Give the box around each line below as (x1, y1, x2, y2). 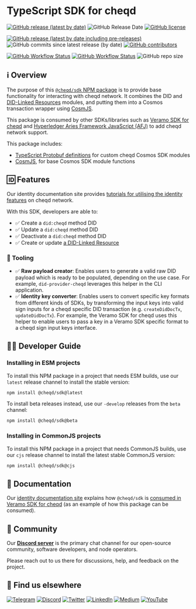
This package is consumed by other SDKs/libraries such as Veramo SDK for (6, 116, 190, 123)
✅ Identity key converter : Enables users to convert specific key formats (15, 292, 190, 300)
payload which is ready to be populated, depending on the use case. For (15, 274, 190, 281)
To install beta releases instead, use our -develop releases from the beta (6, 400, 181, 407)
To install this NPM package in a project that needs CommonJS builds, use (6, 445, 187, 452)
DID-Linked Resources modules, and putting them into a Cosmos (6, 99, 163, 106)
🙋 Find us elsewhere (6, 580, 82, 590)
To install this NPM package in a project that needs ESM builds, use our (6, 372, 179, 379)
